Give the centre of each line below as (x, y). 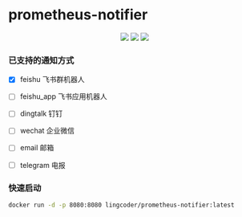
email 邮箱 (37, 148)
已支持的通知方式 (41, 60)
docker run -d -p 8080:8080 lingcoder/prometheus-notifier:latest (121, 205)
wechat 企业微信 (47, 131)
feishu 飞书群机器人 (52, 80)
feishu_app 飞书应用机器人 (63, 96)
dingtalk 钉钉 (41, 113)
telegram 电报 (42, 165)
